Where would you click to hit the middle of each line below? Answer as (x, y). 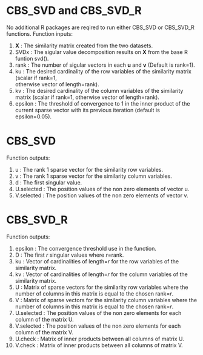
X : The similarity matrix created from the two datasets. (84, 46)
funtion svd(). (32, 58)
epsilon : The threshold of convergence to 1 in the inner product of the (102, 103)
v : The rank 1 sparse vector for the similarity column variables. (94, 176)
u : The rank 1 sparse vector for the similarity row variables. (89, 169)
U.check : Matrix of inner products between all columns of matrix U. (100, 339)
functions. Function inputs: (40, 33)
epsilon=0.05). (33, 117)
